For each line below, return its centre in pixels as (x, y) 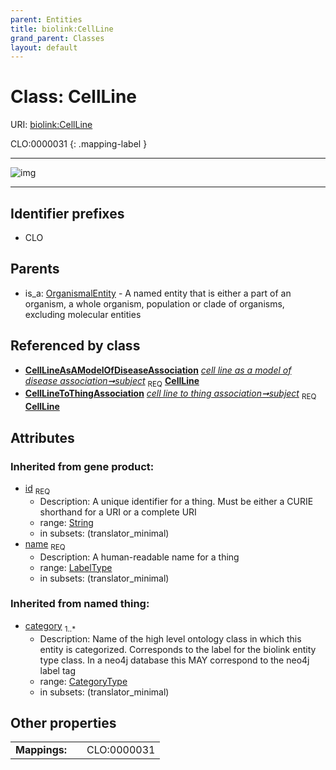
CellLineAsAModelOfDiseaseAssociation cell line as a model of (158, 370)
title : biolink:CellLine (62, 29)
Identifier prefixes (67, 213)
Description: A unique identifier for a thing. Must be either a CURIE (176, 501)
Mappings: (41, 750)
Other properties (63, 722)
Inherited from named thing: (80, 604)
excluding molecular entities (83, 314)
